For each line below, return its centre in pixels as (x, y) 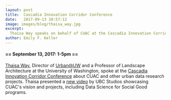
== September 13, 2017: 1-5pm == (42, 54)
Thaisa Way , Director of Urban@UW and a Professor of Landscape (75, 66)
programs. (16, 92)
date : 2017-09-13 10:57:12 (36, 19)
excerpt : (15, 29)
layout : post (19, 10)
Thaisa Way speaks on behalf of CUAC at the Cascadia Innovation (81, 33)
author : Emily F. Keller (32, 38)
